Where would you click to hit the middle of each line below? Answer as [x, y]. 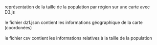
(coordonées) [18, 28]
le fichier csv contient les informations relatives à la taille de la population [78, 38]
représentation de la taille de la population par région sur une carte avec [77, 7]
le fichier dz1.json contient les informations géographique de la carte [74, 22]
